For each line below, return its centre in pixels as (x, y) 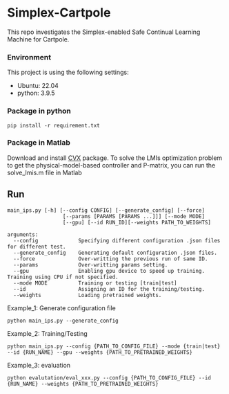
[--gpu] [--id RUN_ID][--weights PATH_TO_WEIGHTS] (137, 222)
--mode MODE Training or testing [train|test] (95, 283)
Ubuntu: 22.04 (38, 86)
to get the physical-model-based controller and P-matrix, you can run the (111, 165)
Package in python (39, 111)
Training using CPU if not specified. (63, 277)
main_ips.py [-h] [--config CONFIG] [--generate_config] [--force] (106, 210)
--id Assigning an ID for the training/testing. (109, 289)
